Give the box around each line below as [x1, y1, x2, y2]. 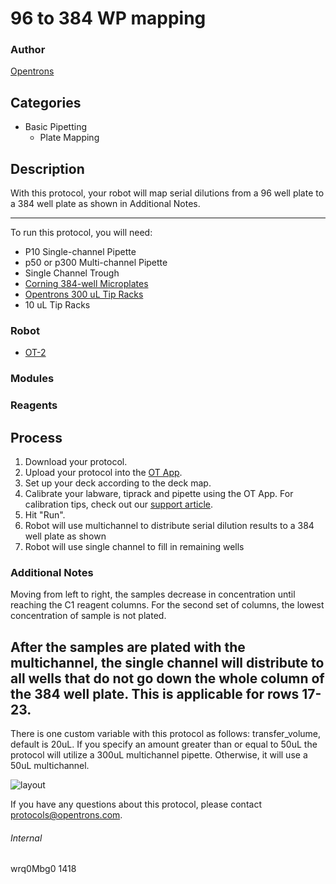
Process [10, 429, 63, 446]
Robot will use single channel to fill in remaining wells [24, 541, 245, 553]
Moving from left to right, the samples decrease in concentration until [10, 588, 296, 601]
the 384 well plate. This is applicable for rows [10, 685, 300, 702]
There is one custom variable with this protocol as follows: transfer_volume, [10, 728, 322, 740]
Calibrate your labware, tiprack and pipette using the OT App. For [24, 488, 294, 500]
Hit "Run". [24, 509, 66, 521]
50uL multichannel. [10, 760, 90, 772]
